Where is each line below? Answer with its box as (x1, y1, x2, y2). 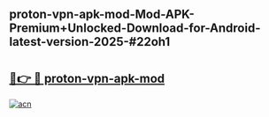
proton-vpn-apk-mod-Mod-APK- (9, 7, 195, 22)
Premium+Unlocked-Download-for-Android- (9, 21, 261, 36)
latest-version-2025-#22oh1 (9, 34, 171, 49)
